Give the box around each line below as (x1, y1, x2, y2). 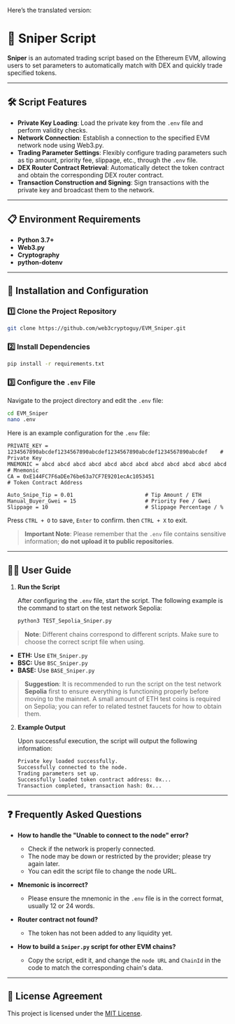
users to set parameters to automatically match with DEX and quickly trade (7, 61, 222, 69)
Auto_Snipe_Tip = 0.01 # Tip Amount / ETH (7, 491, 201, 499)
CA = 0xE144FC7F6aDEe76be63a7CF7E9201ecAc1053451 (7, 473, 155, 480)
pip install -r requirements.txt (7, 361, 105, 368)
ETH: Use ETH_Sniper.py (17, 651, 88, 660)
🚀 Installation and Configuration (7, 284, 149, 297)
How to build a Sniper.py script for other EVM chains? (17, 942, 176, 950)
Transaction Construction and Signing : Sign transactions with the (17, 178, 210, 187)
